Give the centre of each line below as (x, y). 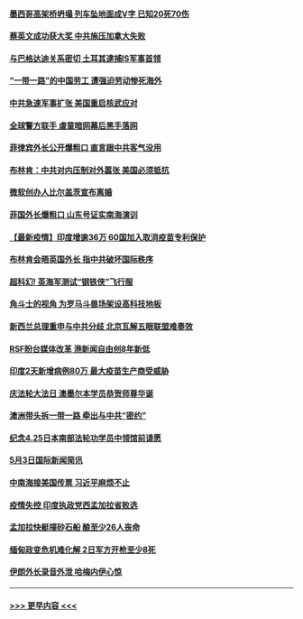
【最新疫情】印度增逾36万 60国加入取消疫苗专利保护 (107, 237)
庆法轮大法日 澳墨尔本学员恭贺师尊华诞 (82, 393)
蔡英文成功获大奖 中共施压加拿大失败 (78, 36)
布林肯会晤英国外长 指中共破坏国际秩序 (82, 259)
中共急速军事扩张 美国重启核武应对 (73, 103)
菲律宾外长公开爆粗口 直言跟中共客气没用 (86, 148)
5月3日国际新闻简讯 (46, 460)
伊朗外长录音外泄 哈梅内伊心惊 (66, 572)
